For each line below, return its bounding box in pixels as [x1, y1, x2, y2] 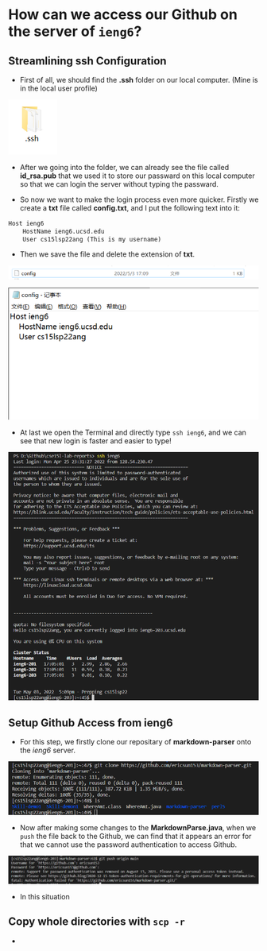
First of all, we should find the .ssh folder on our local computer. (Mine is [19, 75, 258, 84]
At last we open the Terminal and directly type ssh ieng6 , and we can [19, 427, 246, 438]
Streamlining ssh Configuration [8, 54, 167, 68]
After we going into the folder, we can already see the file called [19, 163, 230, 172]
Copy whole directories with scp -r [8, 915, 185, 929]
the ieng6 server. [19, 745, 75, 755]
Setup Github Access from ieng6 [8, 716, 173, 729]
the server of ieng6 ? [8, 22, 142, 41]
